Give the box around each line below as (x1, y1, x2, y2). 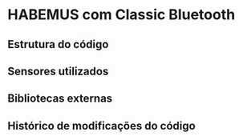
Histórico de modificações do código (7, 118, 196, 133)
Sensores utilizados (7, 64, 109, 78)
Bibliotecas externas (7, 92, 113, 106)
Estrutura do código (7, 38, 109, 51)
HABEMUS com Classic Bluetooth (7, 6, 236, 24)
